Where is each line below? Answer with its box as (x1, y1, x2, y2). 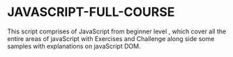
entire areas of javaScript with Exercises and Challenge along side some (7, 34, 215, 42)
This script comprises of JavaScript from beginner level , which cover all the (7, 27, 227, 35)
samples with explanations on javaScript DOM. (7, 42, 141, 50)
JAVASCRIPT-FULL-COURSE (7, 4, 175, 20)
